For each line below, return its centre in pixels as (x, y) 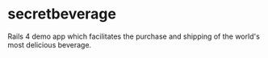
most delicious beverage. (50, 44)
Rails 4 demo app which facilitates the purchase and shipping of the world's (134, 36)
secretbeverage (62, 14)
